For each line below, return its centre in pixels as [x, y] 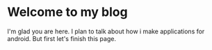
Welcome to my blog [67, 12]
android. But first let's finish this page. [62, 38]
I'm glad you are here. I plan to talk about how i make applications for [106, 31]
